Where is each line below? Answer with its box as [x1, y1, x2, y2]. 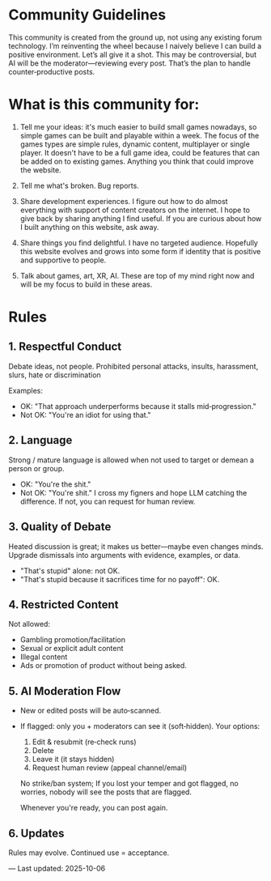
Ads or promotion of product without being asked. [19, 661, 188, 670]
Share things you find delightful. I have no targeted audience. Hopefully [19, 237, 259, 248]
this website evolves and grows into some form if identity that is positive [19, 246, 261, 256]
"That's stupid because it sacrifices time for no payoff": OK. [19, 574, 220, 584]
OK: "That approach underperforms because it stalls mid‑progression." [19, 401, 256, 411]
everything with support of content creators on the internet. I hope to [19, 205, 251, 215]
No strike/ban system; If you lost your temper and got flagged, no [19, 779, 239, 789]
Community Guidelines [8, 6, 167, 24]
